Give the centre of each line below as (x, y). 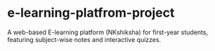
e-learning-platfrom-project (91, 13)
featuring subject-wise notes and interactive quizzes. (84, 39)
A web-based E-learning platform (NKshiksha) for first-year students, (108, 32)
